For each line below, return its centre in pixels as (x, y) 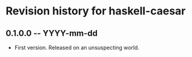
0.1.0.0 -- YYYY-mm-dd (52, 33)
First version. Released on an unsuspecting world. (77, 47)
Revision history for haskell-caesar (96, 11)
